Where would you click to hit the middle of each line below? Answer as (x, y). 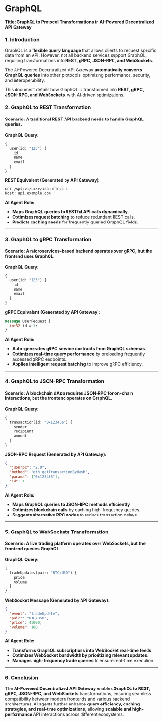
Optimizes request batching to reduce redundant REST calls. (73, 217)
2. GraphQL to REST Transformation (48, 107)
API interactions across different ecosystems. (79, 714)
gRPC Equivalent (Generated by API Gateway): (53, 312)
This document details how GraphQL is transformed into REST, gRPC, (74, 90)
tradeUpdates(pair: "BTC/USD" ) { (43, 573)
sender (20, 427)
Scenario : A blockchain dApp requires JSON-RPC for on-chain (69, 393)
